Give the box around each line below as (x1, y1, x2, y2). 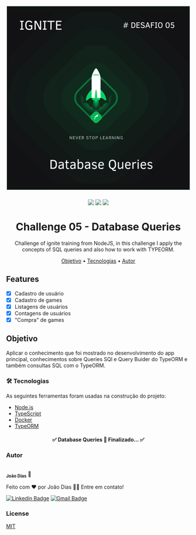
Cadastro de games (14, 297, 63, 304)
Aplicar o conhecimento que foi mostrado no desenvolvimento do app (6, 349, 174, 356)
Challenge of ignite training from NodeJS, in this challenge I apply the (14, 240, 183, 247)
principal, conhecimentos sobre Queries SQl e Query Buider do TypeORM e (6, 355, 188, 362)
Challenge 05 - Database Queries (15, 220, 181, 234)
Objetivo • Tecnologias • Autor (61, 257, 136, 264)
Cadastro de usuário (14, 290, 64, 297)
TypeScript (14, 410, 42, 417)
